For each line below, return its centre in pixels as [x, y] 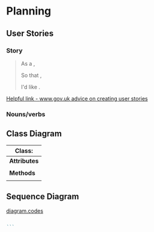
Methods [22, 173]
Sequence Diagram [43, 196]
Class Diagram [34, 134]
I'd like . [31, 87]
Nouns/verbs [26, 114]
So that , [31, 75]
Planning [29, 11]
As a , [28, 63]
